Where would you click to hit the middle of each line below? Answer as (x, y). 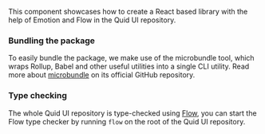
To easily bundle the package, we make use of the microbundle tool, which (131, 58)
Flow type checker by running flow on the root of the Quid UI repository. (127, 121)
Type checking (38, 96)
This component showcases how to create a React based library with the (128, 12)
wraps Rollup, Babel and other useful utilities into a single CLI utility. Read (129, 66)
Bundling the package (52, 41)
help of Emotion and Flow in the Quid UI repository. (92, 20)
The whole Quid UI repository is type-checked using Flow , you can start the (132, 113)
